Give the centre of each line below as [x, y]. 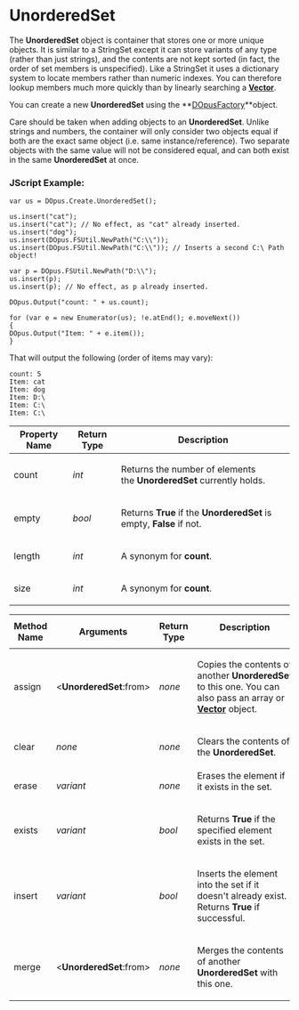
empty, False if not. [161, 524]
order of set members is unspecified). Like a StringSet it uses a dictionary [144, 69]
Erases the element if [241, 776]
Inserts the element [238, 874]
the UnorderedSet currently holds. [193, 481]
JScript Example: [47, 182]
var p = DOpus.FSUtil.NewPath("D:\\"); [83, 271]
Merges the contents [240, 950]
